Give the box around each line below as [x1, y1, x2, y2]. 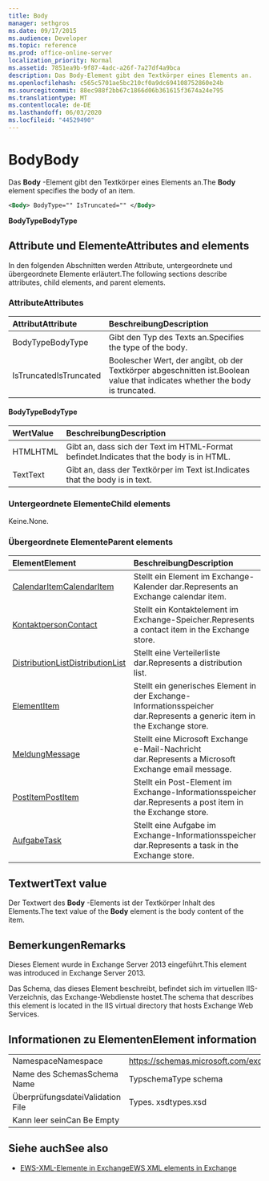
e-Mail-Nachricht [133, 743, 202, 754]
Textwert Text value [8, 876, 107, 891]
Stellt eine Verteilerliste [133, 647, 220, 658]
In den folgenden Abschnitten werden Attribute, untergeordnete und [8, 260, 233, 270]
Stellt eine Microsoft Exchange [133, 733, 248, 745]
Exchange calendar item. [133, 590, 227, 602]
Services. [8, 1009, 40, 1019]
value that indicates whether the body [108, 375, 251, 386]
